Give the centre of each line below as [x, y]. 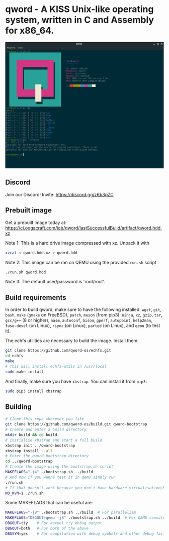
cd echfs [14, 356]
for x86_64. [30, 31]
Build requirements [36, 297]
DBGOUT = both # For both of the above [47, 528]
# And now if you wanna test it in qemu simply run [60, 477]
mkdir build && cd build [31, 435]
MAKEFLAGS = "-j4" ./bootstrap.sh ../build [49, 472]
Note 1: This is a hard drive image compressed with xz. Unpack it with [77, 243]
